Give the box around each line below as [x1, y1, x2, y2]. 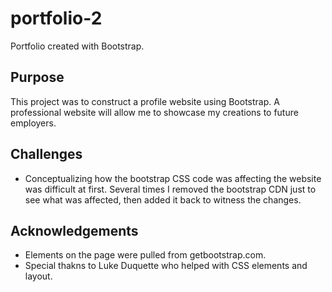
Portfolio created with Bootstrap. [10, 40, 145, 52]
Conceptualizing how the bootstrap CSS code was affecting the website [24, 172, 322, 184]
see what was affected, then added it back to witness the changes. [24, 193, 302, 206]
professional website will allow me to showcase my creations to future [10, 106, 299, 118]
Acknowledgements [10, 222, 139, 239]
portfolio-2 [10, 7, 103, 30]
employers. [10, 117, 57, 129]
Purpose [10, 69, 65, 86]
